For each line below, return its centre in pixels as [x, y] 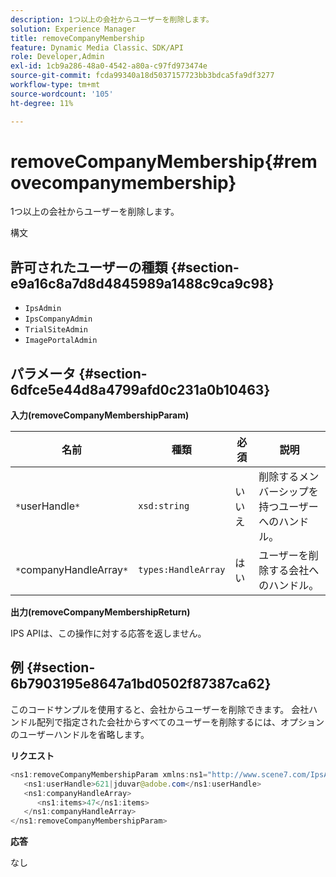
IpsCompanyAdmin [58, 319]
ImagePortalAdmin [61, 341]
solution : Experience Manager [73, 29]
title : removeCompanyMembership [77, 38]
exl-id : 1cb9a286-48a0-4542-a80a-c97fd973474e [109, 66]
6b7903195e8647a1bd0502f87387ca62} [141, 684]
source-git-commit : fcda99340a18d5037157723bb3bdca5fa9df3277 [142, 76]
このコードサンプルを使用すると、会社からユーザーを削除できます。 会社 [160, 709]
